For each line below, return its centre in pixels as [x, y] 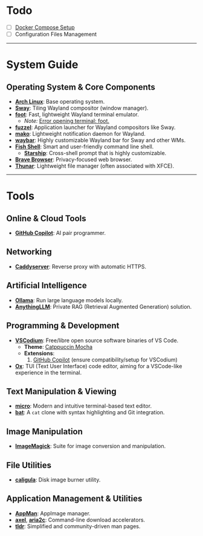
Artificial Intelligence [47, 286]
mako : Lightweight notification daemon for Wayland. [80, 134]
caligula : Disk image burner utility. [58, 480]
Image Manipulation [45, 432]
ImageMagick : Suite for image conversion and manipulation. [90, 446]
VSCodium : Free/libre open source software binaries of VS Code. [97, 340]
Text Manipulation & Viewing [61, 391]
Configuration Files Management [56, 34]
